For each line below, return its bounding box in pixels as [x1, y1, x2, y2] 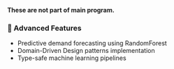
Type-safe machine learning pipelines [17, 54, 127, 62]
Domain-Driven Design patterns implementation [17, 47, 155, 55]
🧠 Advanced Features [7, 23, 82, 33]
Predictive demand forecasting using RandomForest [17, 39, 168, 47]
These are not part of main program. [7, 6, 115, 14]
